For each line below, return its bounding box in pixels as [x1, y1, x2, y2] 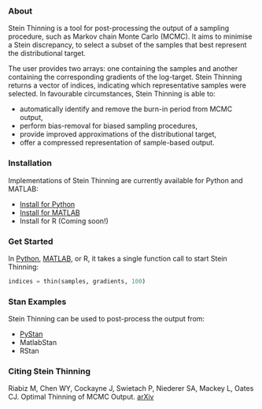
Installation [8, 158, 53, 169]
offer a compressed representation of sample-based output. [19, 138, 215, 148]
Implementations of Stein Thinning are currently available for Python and [8, 175, 244, 185]
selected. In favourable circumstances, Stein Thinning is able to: [8, 89, 216, 99]
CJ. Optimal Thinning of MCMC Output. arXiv [8, 392, 154, 402]
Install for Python [19, 199, 76, 208]
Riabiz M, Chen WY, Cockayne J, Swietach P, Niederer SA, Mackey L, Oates [8, 384, 254, 393]
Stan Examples [8, 296, 67, 307]
